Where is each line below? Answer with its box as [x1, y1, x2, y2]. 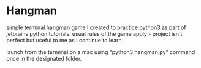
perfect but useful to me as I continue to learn [6, 36, 123, 44]
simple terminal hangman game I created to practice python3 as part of [6, 24, 186, 31]
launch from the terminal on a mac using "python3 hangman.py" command [6, 48, 195, 55]
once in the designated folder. [6, 55, 82, 62]
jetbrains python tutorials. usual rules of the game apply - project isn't [6, 30, 183, 37]
